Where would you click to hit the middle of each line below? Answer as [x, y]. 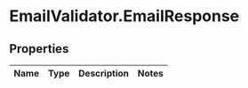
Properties [39, 49]
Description [104, 73]
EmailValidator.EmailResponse [124, 16]
